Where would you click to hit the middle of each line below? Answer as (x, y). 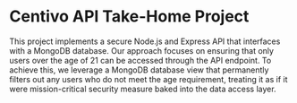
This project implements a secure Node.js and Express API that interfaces (145, 41)
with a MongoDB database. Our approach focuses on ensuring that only (142, 50)
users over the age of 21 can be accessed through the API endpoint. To (140, 60)
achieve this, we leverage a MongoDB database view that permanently (139, 70)
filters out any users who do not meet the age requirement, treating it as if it (148, 79)
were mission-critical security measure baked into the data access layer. (143, 89)
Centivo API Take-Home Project (129, 17)
